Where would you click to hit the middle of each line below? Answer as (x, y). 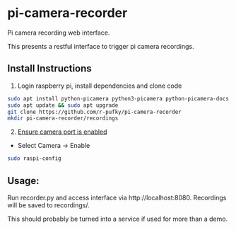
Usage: (24, 181)
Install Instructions (49, 69)
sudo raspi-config (34, 159)
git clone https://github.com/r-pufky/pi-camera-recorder (94, 112)
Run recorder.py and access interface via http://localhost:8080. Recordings (117, 197)
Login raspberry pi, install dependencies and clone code (100, 86)
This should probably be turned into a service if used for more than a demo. (118, 219)
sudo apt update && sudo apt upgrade (63, 105)
